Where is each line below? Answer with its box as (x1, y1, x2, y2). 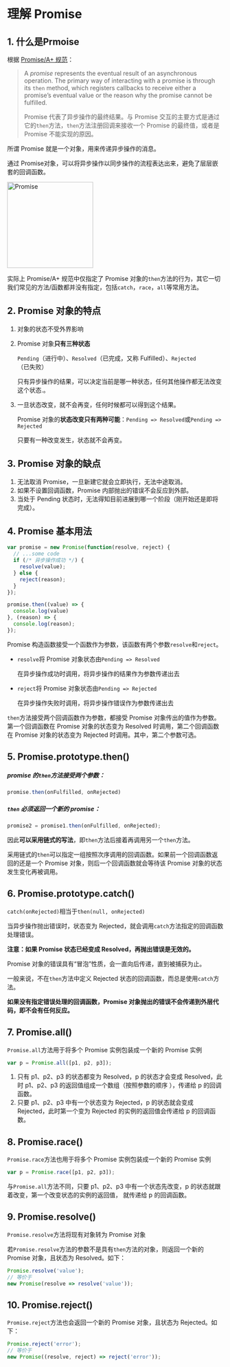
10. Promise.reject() (7, 1299, 93, 1311)
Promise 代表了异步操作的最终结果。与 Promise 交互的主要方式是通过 (23, 113, 220, 121)
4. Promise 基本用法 (7, 525, 93, 537)
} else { (13, 570, 38, 576)
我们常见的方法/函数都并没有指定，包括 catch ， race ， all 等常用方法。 (7, 283, 203, 291)
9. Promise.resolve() (7, 1211, 96, 1223)
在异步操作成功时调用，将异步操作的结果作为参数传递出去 (16, 669, 180, 678)
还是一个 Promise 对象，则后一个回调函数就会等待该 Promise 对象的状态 (19, 859, 222, 867)
